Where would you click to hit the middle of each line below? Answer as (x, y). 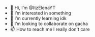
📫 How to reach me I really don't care (50, 29)
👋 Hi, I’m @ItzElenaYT (33, 8)
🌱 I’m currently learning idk (38, 18)
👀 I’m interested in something (41, 13)
